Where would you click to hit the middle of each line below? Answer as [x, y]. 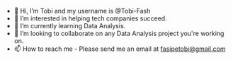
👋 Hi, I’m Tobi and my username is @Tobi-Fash [82, 11]
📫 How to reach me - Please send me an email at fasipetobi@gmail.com [120, 49]
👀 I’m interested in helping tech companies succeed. [91, 18]
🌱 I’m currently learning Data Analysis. [70, 26]
